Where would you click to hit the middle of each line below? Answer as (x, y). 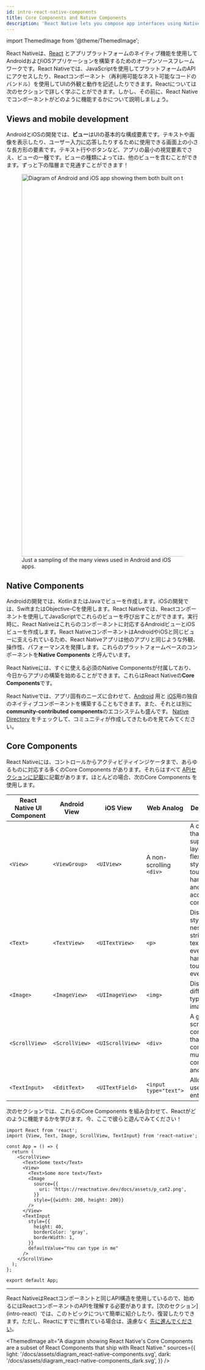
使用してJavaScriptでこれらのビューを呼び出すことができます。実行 (113, 616)
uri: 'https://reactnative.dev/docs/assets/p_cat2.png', (113, 1189)
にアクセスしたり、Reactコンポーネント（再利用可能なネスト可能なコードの (102, 77)
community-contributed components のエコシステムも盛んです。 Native (98, 711)
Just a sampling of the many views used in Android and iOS (96, 560)
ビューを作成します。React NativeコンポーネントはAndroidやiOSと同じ (95, 632)
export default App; (33, 1280)
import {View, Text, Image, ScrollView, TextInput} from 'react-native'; (102, 1136)
